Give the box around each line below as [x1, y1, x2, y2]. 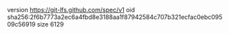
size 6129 [36, 20, 64, 28]
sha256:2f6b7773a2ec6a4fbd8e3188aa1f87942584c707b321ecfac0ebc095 [7, 13, 223, 21]
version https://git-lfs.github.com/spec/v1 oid [7, 6, 135, 14]
